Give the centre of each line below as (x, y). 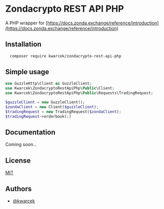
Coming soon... (21, 144)
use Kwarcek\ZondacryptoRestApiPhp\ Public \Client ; (60, 88)
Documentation (30, 132)
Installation (23, 44)
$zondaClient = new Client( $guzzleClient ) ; (52, 107)
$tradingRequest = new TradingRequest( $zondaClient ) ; (63, 112)
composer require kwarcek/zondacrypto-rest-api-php (66, 56)
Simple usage (27, 72)
